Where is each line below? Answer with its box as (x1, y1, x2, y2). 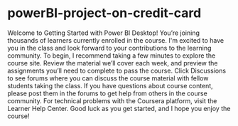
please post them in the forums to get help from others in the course (7, 89, 207, 98)
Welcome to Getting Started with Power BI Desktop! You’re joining (7, 28, 200, 37)
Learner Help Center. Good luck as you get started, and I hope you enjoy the (7, 104, 231, 112)
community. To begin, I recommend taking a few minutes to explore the (7, 51, 216, 60)
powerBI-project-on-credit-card (7, 5, 202, 21)
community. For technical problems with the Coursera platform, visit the (7, 96, 217, 105)
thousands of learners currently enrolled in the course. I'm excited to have (7, 36, 225, 44)
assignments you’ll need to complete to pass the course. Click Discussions (7, 66, 226, 75)
